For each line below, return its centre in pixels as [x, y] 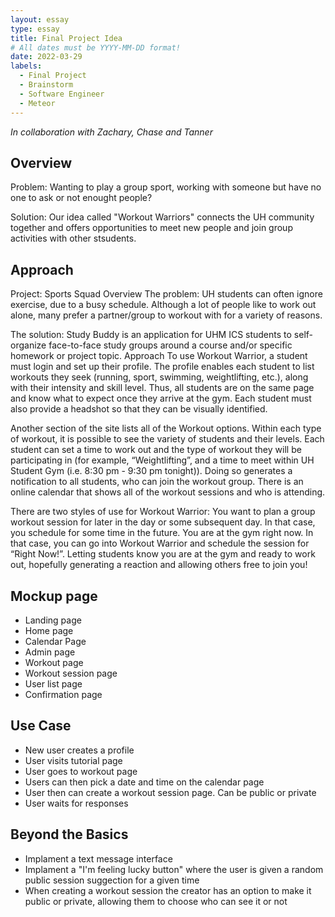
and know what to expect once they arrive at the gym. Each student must [161, 398]
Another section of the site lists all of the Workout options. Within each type [166, 428]
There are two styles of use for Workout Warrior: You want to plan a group [163, 512]
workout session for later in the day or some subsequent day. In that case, [163, 522]
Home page [49, 630]
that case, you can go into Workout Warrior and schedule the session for [160, 543]
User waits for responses [76, 803]
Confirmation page [63, 694]
